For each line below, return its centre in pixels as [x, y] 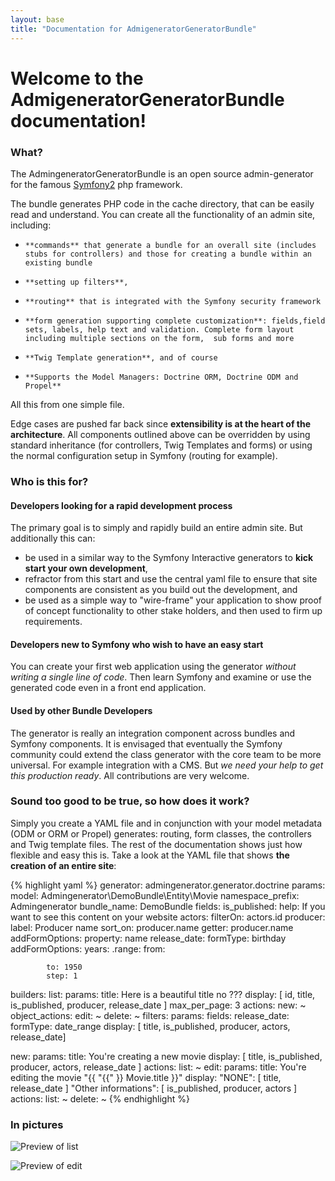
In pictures [37, 1124]
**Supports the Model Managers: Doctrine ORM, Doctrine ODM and [161, 377]
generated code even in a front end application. [108, 688]
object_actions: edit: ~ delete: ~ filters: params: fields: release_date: [150, 1015]
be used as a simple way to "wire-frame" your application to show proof [173, 600]
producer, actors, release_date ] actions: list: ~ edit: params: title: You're [158, 1067]
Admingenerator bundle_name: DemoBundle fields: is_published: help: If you [168, 906]
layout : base [37, 19]
